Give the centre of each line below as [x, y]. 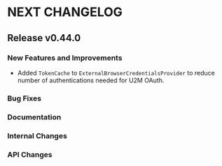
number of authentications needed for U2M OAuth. [91, 80]
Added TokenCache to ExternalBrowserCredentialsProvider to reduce [116, 73]
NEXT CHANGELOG [65, 12]
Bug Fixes [25, 98]
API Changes [30, 154]
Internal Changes [37, 135]
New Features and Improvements [65, 58]
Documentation [34, 117]
